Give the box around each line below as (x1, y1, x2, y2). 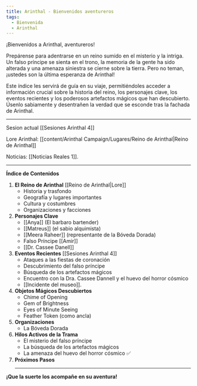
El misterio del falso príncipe (23, 337, 92, 344)
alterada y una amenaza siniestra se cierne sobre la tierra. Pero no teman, (6, 65, 185, 72)
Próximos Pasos (14, 356, 55, 364)
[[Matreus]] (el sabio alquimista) (23, 225, 101, 232)
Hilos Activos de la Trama (14, 331, 78, 338)
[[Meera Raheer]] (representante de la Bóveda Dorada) (23, 231, 157, 238)
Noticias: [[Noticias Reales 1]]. (6, 153, 79, 160)
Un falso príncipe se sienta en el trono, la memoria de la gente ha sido (6, 59, 175, 66)
